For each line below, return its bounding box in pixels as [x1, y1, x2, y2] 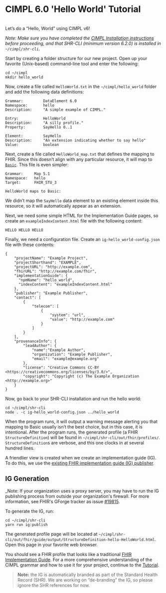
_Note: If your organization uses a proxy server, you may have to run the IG [5, 487, 159, 493]
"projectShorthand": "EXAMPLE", [14, 260, 81, 265]
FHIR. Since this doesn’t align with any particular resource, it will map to [5, 156, 153, 162]
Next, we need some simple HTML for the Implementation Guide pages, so [5, 212, 159, 218]
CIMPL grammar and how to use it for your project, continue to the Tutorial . [5, 561, 160, 568]
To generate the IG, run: [5, 508, 54, 514]
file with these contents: [5, 241, 55, 247]
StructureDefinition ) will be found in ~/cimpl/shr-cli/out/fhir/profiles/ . [5, 434, 161, 440]
